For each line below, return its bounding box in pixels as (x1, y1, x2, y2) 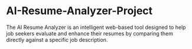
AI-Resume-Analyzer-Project (6, 4, 153, 18)
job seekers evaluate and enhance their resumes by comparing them (6, 30, 173, 37)
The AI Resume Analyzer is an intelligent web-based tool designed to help (6, 24, 186, 31)
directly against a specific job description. (6, 36, 108, 43)
